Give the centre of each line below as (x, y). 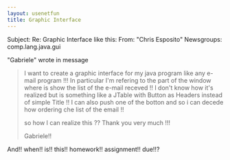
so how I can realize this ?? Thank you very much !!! (97, 122)
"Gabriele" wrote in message (48, 59)
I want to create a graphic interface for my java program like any (115, 73)
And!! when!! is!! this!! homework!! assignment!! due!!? (83, 149)
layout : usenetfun (33, 13)
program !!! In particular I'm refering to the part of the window (124, 80)
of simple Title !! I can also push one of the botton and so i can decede (124, 102)
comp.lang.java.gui (34, 46)
